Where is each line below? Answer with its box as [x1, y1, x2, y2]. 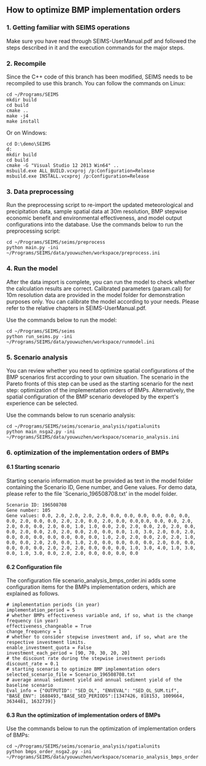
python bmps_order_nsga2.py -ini [6, 749, 92, 755]
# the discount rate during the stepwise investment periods [6, 656, 166, 662]
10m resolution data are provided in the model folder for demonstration [6, 291, 185, 298]
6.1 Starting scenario [6, 463, 60, 471]
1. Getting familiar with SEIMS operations [6, 23, 130, 32]
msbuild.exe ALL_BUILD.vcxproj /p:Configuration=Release [6, 168, 155, 174]
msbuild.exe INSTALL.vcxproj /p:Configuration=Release [6, 173, 150, 179]
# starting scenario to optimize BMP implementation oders [6, 666, 161, 673]
